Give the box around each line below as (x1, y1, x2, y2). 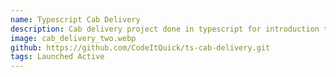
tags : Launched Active (10, 52, 105, 62)
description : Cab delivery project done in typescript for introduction (10, 24, 320, 34)
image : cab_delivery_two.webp (10, 33, 137, 43)
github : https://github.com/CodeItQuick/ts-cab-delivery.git (10, 42, 271, 53)
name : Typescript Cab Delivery (10, 14, 141, 25)
